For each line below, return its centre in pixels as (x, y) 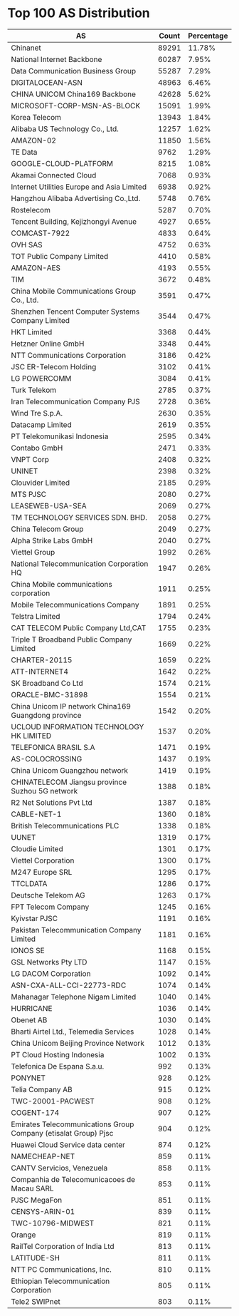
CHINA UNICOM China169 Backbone (74, 94)
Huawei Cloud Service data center (68, 1144)
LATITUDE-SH (36, 1258)
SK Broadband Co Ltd (47, 683)
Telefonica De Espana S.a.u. (58, 1066)
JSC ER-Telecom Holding (54, 366)
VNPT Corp (30, 459)
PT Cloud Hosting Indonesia (58, 1054)
